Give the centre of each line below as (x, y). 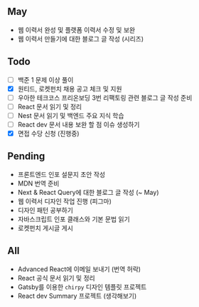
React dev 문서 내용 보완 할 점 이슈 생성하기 (79, 124)
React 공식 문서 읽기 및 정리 (56, 278)
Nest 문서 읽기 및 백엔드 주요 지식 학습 (71, 115)
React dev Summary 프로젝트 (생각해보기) (77, 296)
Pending (26, 156)
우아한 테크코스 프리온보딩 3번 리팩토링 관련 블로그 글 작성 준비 (105, 97)
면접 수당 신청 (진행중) (48, 134)
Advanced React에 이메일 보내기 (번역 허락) (79, 269)
